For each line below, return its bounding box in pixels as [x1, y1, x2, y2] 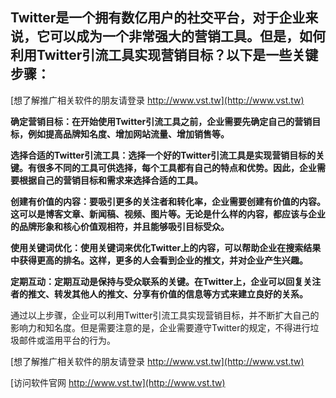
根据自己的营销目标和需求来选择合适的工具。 [18, 174, 203, 186]
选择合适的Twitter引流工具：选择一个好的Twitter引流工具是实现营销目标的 [10, 149, 317, 161]
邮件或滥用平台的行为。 [18, 334, 116, 346]
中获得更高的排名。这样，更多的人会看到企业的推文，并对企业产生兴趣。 [10, 254, 308, 266]
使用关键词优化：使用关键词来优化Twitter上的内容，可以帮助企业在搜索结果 [10, 241, 322, 253]
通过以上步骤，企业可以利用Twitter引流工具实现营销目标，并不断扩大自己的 [10, 309, 320, 321]
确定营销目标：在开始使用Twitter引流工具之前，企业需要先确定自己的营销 [10, 115, 313, 127]
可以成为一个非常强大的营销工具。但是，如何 [49, 28, 326, 45]
